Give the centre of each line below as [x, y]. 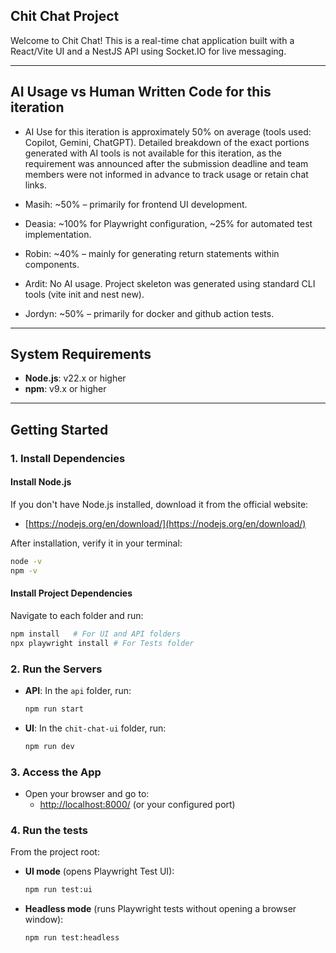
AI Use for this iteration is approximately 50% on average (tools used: [168, 131]
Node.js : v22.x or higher [75, 378]
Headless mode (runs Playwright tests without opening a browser [160, 909]
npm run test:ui [58, 890]
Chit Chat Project [65, 16]
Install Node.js [41, 482]
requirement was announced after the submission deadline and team [166, 163]
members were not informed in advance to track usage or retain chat [166, 174]
